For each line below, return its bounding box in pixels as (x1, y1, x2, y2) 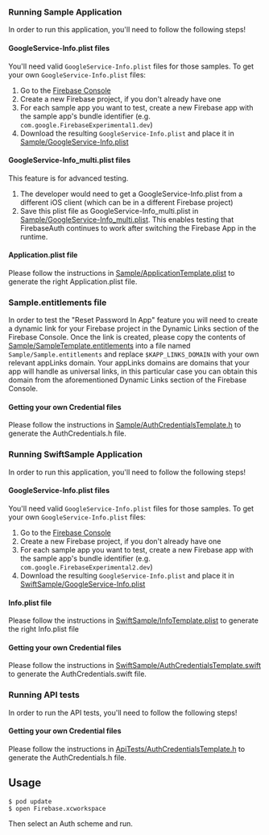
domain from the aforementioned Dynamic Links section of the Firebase (8, 375, 247, 385)
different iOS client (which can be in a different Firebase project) (19, 197, 234, 207)
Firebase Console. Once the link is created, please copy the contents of (8, 332, 246, 342)
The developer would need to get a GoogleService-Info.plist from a (19, 189, 243, 198)
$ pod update (8, 797, 52, 805)
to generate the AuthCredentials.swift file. (8, 669, 147, 679)
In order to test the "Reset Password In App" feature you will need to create (8, 315, 259, 325)
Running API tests (8, 689, 81, 700)
